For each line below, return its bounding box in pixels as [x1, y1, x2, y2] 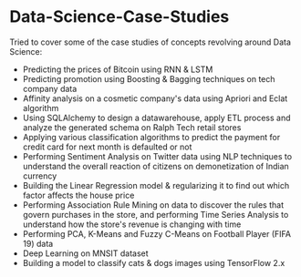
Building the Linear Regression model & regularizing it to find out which [22, 180, 290, 190]
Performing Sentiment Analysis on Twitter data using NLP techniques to [22, 150, 293, 161]
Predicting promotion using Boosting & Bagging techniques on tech [22, 73, 275, 84]
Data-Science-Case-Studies [9, 6, 230, 27]
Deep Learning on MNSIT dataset [22, 248, 149, 259]
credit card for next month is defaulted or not [22, 141, 192, 152]
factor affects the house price [22, 190, 135, 200]
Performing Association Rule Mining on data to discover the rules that [22, 199, 285, 210]
